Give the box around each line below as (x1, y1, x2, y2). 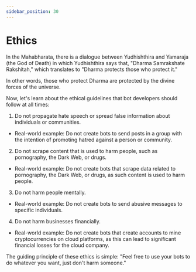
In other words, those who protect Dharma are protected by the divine (6, 77, 175, 84)
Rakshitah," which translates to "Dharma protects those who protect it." (6, 66, 178, 73)
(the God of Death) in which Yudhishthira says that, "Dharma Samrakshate (6, 59, 185, 66)
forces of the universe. (6, 83, 61, 90)
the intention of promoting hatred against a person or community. (14, 136, 173, 143)
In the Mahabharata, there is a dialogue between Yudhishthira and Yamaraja (6, 53, 189, 60)
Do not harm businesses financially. (14, 217, 101, 225)
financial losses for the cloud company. (14, 242, 109, 249)
